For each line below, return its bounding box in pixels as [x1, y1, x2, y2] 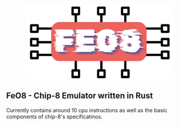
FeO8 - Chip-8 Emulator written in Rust [6, 91, 153, 101]
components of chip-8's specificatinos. [6, 113, 103, 120]
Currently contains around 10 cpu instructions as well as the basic [6, 106, 168, 113]
